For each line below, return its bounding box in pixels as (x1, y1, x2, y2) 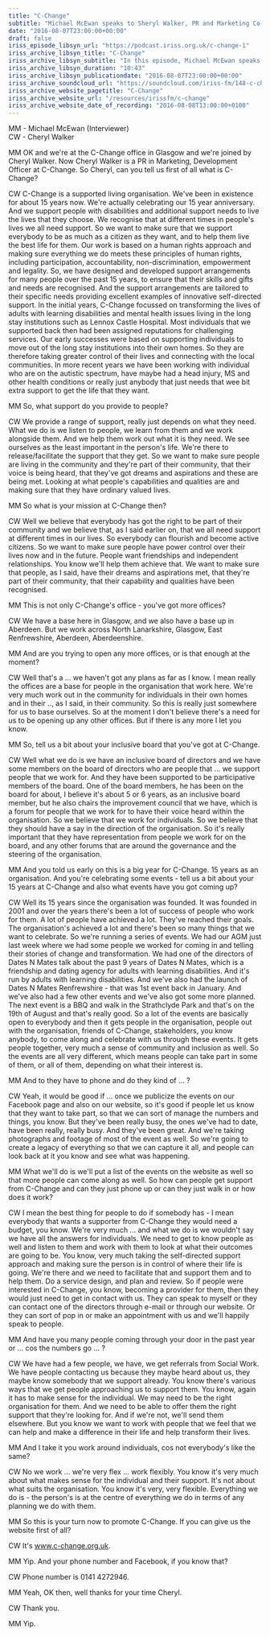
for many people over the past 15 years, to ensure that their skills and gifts (8, 274, 254, 284)
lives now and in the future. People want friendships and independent (8, 550, 239, 560)
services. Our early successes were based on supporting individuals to (8, 335, 243, 344)
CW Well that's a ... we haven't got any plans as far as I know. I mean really (8, 673, 256, 682)
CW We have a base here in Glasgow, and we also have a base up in (8, 616, 235, 626)
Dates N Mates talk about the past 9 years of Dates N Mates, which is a (8, 958, 244, 967)
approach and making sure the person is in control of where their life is (8, 1259, 243, 1269)
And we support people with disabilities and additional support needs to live (8, 206, 260, 216)
